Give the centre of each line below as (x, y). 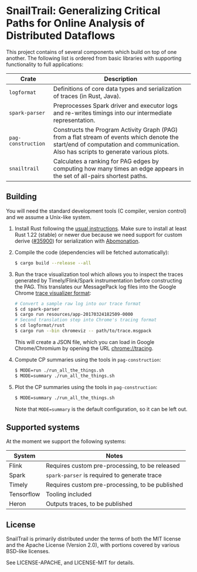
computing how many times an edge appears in (118, 168)
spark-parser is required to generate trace (104, 475)
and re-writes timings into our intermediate (113, 113)
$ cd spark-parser (37, 309)
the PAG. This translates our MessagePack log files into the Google (95, 287)
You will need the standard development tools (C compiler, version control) (96, 211)
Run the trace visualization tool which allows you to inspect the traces (99, 274)
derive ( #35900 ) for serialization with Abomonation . (77, 241)
